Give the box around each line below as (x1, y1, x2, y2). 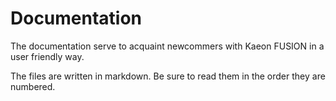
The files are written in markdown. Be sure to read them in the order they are (10, 70, 326, 82)
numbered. (10, 80, 56, 92)
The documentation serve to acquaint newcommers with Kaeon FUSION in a (10, 40, 325, 52)
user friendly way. (10, 50, 85, 62)
